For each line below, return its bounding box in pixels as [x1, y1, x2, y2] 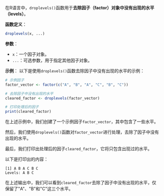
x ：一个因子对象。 [12, 51, 49, 57]
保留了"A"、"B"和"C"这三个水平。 [5, 186, 74, 192]
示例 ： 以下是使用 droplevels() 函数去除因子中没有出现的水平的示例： [5, 67, 145, 73]
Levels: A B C [5, 170, 34, 175]
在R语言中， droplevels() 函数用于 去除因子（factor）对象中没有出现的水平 [5, 5, 155, 10]
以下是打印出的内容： [5, 156, 48, 162]
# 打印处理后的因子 [5, 104, 39, 110]
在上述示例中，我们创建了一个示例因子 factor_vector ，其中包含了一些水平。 [5, 119, 159, 125]
